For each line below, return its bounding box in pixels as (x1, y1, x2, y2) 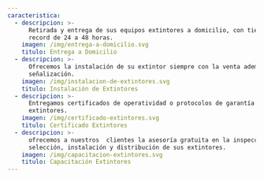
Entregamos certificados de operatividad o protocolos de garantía (28, 99, 255, 107)
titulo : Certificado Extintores (21, 121, 128, 129)
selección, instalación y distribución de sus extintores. (28, 143, 226, 151)
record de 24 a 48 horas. (28, 33, 113, 42)
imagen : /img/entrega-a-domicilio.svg (21, 41, 149, 49)
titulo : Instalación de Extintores (21, 84, 139, 93)
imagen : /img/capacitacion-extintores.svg (21, 150, 163, 158)
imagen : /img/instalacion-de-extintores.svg (21, 77, 170, 85)
